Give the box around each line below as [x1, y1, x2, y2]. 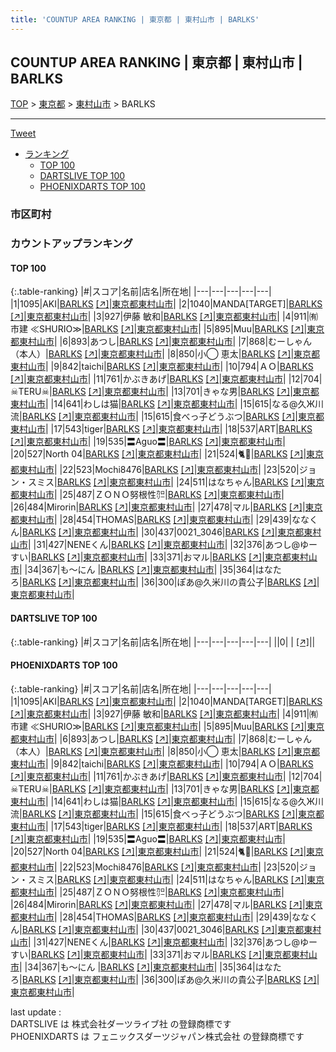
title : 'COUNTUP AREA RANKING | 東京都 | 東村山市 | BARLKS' [10, 14, 260, 25]
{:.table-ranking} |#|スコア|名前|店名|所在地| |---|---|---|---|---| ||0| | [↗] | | [10, 636, 316, 648]
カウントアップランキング [10, 237, 133, 251]
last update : [10, 1006, 62, 1018]
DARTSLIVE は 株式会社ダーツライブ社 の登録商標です [10, 1017, 232, 1030]
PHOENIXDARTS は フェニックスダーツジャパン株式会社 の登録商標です [10, 1030, 305, 1042]
